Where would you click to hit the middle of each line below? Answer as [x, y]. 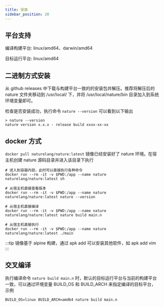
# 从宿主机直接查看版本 [26, 188]
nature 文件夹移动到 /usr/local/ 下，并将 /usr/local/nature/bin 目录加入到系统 [82, 94]
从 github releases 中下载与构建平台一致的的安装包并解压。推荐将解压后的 [80, 89]
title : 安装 [16, 10]
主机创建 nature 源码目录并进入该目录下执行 [50, 160]
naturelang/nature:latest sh [35, 179]
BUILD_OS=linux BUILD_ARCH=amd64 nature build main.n [61, 300]
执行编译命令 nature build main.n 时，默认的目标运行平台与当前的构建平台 [81, 278]
